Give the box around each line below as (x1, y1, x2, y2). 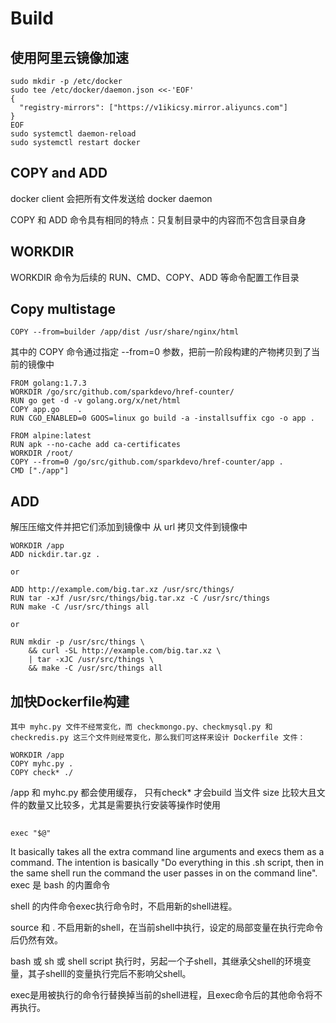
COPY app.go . (10, 405, 83, 415)
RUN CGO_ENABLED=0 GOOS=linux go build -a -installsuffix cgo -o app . (10, 413, 315, 424)
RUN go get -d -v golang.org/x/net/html (10, 396, 182, 406)
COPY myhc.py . (10, 759, 74, 769)
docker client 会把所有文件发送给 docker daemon (10, 192, 213, 204)
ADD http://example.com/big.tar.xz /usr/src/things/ (10, 585, 235, 595)
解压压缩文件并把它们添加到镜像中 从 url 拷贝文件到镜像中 (10, 521, 248, 533)
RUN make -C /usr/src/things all (10, 602, 150, 612)
